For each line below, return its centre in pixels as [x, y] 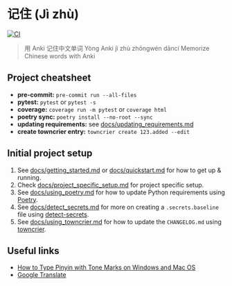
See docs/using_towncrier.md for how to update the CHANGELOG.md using [119, 221]
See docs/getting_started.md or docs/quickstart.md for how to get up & [119, 170]
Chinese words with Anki [60, 56]
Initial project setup [50, 153]
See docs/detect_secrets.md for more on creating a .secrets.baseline [118, 207]
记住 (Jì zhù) [43, 14]
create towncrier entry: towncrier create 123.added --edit [104, 131]
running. [29, 177]
